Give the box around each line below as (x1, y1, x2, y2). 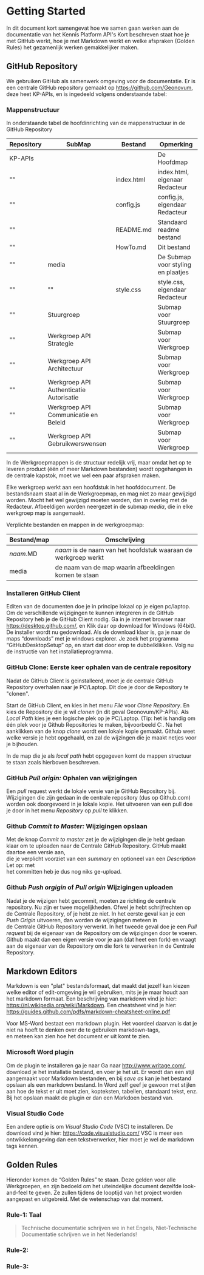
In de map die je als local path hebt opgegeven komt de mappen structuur (6, 752, 192, 760)
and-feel (6, 1189, 28, 1196)
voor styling (157, 260, 191, 269)
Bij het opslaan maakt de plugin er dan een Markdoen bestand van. (6, 1094, 174, 1101)
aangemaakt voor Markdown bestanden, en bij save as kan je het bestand (6, 1075, 191, 1082)
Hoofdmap (157, 158, 188, 166)
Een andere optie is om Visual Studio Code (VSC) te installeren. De (6, 1123, 173, 1130)
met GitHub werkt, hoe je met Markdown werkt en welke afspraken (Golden (6, 37, 195, 44)
